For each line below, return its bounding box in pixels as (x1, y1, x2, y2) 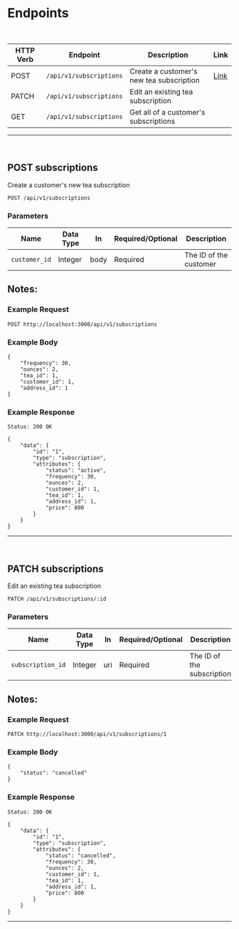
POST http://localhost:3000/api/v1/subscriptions (7, 320, 158, 328)
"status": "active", (45, 467, 107, 474)
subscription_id (11, 661, 66, 669)
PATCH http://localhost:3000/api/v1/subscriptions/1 (7, 731, 167, 738)
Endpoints (7, 5, 69, 21)
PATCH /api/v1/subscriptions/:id (7, 596, 107, 603)
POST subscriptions (7, 162, 98, 174)
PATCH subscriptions (7, 562, 105, 574)
